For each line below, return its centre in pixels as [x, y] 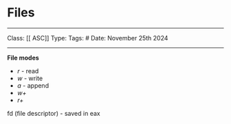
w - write [30, 78]
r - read [28, 71]
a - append [33, 85]
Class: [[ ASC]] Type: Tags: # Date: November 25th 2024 [88, 38]
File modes [23, 58]
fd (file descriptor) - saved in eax [54, 113]
